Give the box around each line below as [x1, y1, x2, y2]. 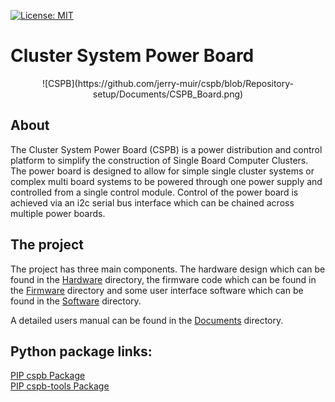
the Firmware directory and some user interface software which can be [10, 284, 304, 296]
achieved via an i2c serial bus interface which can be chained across [10, 196, 295, 209]
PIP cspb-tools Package [10, 380, 110, 392]
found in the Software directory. [10, 295, 142, 307]
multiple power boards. [10, 207, 106, 219]
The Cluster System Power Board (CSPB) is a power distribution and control [10, 143, 323, 155]
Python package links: [10, 343, 153, 360]
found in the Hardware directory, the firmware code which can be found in [10, 273, 317, 285]
